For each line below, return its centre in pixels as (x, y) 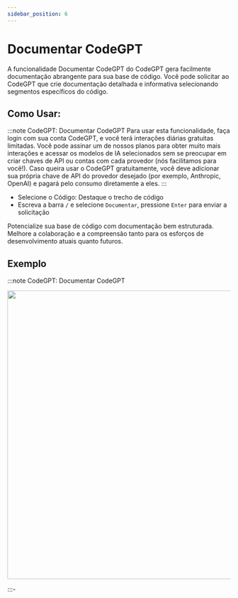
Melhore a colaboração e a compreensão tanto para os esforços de (106, 234)
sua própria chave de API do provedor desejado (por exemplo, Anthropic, (114, 176)
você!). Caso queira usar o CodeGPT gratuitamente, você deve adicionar (113, 168)
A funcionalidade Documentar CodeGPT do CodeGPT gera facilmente (109, 69)
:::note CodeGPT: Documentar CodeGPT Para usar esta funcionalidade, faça (119, 131)
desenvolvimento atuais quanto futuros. (65, 241)
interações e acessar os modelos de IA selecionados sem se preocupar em (117, 153)
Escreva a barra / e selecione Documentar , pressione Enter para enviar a (122, 205)
